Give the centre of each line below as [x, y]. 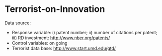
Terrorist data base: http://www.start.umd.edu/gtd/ [64, 48]
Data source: [18, 23]
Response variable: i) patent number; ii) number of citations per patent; [84, 32]
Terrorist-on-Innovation [55, 9]
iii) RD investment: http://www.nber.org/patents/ [61, 38]
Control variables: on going [40, 43]
